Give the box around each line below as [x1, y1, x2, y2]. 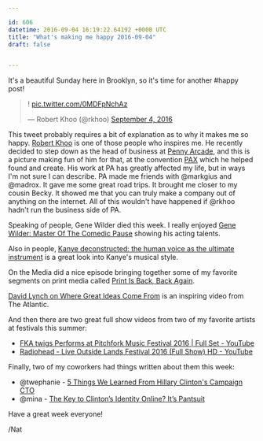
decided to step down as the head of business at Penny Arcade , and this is [8, 146, 250, 156]
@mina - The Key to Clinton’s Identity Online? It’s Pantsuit [19, 395, 206, 404]
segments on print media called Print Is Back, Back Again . [8, 276, 195, 286]
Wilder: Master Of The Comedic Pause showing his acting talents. [8, 229, 221, 239]
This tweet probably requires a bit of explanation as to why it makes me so [8, 130, 249, 139]
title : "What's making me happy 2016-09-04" [8, 33, 156, 41]
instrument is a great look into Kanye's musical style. [8, 253, 179, 262]
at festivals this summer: [8, 324, 88, 333]
